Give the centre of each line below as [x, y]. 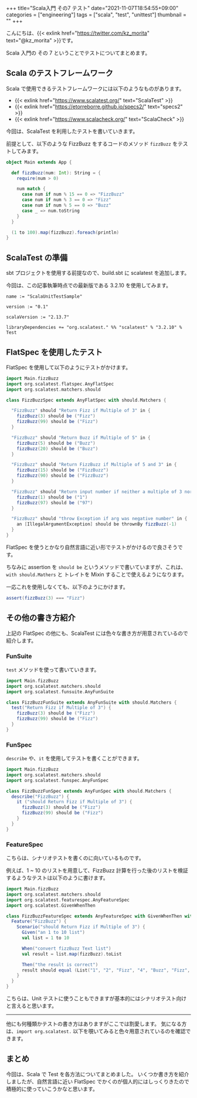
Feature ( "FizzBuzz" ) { [39, 921]
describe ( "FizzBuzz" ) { [40, 796]
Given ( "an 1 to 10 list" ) [53, 933]
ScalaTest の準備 [37, 257]
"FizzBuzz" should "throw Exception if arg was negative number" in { [99, 519]
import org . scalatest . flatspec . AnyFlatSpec [60, 384]
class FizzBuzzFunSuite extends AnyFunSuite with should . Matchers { [91, 702]
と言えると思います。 [32, 1006]
